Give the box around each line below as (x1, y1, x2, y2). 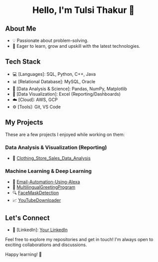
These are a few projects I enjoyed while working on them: (5, 131, 125, 137)
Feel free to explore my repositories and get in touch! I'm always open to (5, 237, 154, 243)
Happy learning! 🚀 (5, 252, 42, 258)
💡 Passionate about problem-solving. (12, 37, 88, 43)
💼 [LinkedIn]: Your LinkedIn (12, 227, 68, 233)
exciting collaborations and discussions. (5, 242, 87, 248)
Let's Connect (5, 214, 50, 222)
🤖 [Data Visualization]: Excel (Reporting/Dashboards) (12, 91, 121, 97)
